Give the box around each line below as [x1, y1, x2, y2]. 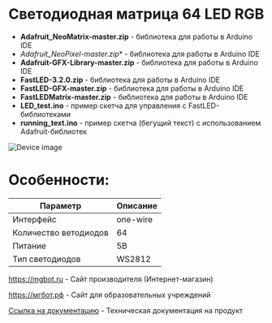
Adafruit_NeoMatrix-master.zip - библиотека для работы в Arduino [19, 32, 253, 41]
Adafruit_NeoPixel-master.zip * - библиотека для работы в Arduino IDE [19, 49, 260, 58]
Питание [12, 240, 46, 252]
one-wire [116, 213, 153, 225]
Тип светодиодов [12, 253, 81, 265]
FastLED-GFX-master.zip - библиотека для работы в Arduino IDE [19, 83, 244, 93]
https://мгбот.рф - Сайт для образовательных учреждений [8, 290, 211, 299]
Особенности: [8, 171, 110, 189]
